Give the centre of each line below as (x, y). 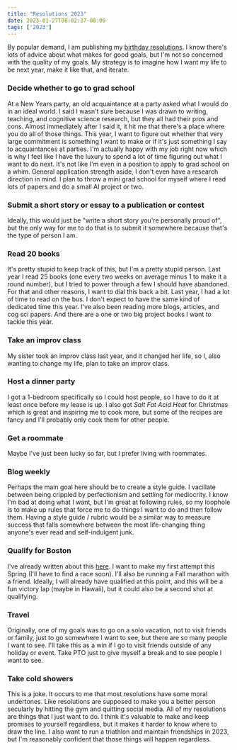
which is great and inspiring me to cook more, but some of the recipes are (115, 412)
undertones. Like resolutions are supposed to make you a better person (111, 702)
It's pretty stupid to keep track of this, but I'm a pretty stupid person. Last (114, 269)
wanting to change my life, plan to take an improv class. (88, 363)
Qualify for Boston (40, 551)
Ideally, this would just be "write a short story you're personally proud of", (115, 220)
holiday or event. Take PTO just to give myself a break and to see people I (115, 653)
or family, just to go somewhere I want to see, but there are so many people (117, 638)
